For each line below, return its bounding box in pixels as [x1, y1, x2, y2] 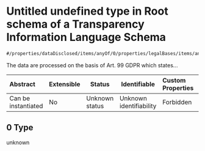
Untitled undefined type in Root [6, 4, 169, 18]
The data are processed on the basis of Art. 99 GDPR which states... [6, 61, 178, 68]
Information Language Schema [6, 31, 167, 44]
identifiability [119, 101, 157, 110]
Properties [162, 84, 194, 92]
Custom [162, 76, 186, 84]
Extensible [48, 79, 81, 88]
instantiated [9, 101, 43, 110]
